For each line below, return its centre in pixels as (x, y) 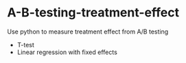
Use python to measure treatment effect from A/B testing (88, 32)
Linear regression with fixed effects (67, 52)
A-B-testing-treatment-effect (93, 13)
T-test (25, 45)
